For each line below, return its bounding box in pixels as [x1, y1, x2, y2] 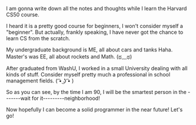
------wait [6, 95, 31, 102]
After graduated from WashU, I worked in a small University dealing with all [6, 65, 188, 72]
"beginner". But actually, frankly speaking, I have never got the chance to [6, 29, 184, 36]
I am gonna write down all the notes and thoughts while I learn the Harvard [6, 5, 187, 12]
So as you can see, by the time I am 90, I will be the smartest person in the [6, 89, 187, 95]
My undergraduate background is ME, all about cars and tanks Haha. [6, 46, 173, 53]
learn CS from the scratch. [6, 35, 71, 41]
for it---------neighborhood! [31, 95, 100, 102]
